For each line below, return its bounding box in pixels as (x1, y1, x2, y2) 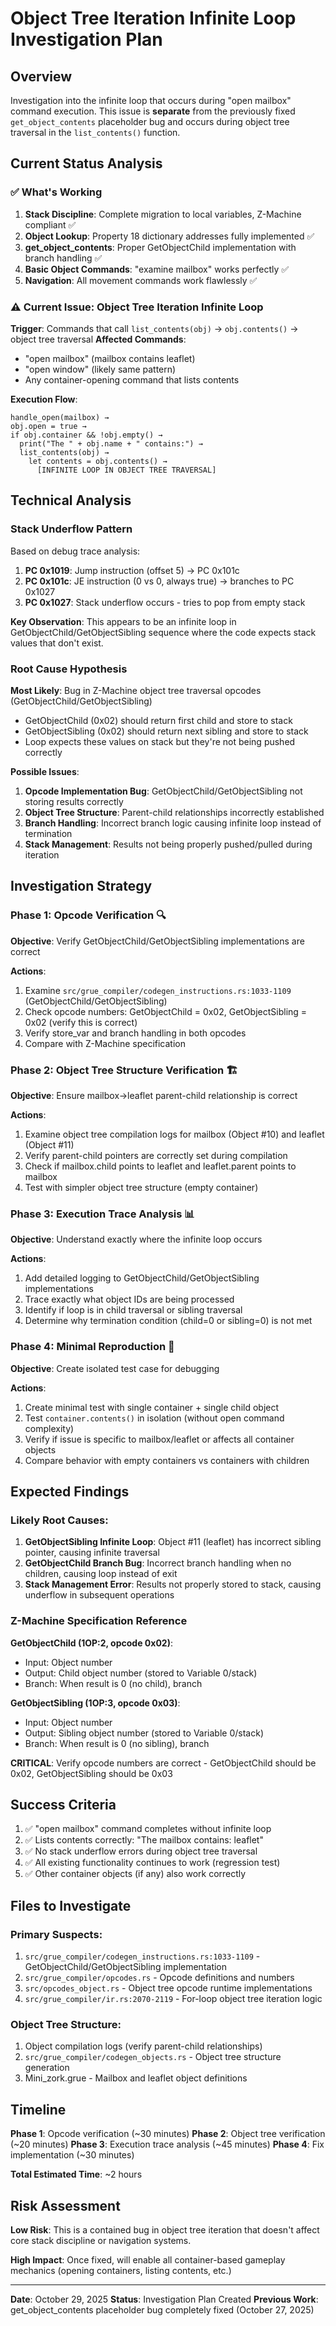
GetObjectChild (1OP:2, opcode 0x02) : (10, 1637, 173, 1649)
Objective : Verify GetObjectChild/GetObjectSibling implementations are (10, 935, 305, 947)
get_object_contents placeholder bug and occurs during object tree (10, 116, 290, 127)
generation (24, 2062, 70, 2074)
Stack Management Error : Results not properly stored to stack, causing (24, 1578, 322, 1591)
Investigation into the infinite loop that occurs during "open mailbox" (10, 95, 292, 106)
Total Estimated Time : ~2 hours (10, 2168, 143, 2181)
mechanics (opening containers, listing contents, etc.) (10, 2264, 232, 2276)
